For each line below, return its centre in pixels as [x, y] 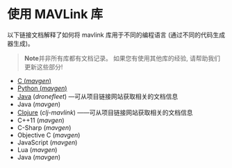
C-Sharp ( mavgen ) [44, 127]
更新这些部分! [43, 67]
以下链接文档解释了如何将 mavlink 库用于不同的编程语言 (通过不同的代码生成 [116, 35]
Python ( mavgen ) [42, 88]
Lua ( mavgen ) [37, 149]
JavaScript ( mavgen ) [47, 142]
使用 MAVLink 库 [55, 14]
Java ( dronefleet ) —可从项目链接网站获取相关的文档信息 [98, 96]
